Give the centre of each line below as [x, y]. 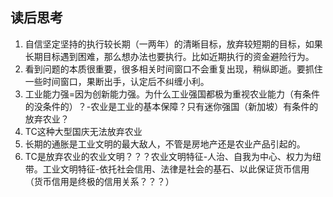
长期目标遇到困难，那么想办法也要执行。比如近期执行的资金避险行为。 [169, 56]
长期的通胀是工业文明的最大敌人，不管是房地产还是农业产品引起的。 [165, 144]
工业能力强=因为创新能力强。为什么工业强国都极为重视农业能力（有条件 [172, 94]
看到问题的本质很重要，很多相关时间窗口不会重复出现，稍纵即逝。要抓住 [173, 69]
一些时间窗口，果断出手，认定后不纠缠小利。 [117, 81]
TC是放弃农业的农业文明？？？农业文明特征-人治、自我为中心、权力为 [168, 156]
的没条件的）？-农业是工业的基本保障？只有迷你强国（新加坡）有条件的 [171, 106]
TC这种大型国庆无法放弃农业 [83, 131]
